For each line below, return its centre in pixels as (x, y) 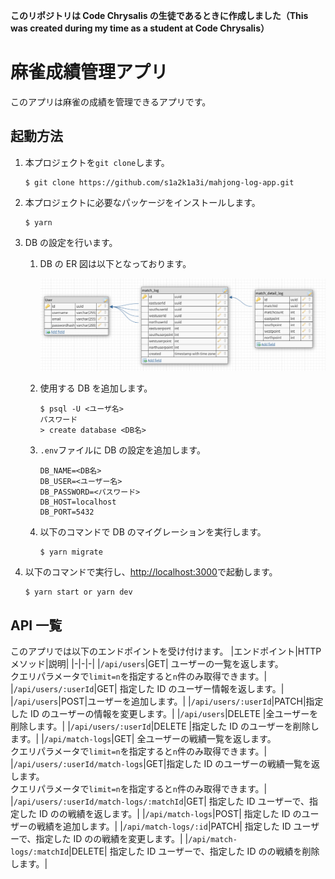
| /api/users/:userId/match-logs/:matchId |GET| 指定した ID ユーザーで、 (160, 801)
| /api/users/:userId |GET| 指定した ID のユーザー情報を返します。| (147, 688)
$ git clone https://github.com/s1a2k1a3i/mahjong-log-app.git (159, 182)
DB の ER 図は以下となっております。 (115, 263)
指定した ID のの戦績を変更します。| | (112, 838)
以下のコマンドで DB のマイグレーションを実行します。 (153, 532)
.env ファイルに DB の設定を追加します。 (122, 450)
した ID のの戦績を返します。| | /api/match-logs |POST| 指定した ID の (160, 813)
